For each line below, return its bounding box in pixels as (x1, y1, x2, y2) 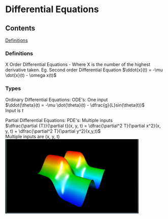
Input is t (5, 107, 24, 113)
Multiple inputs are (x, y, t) (5, 133, 60, 139)
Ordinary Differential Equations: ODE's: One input (5, 97, 108, 103)
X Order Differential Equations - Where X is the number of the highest (5, 61, 151, 68)
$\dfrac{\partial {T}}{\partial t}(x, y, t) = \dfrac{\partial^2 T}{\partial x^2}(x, (5, 122, 161, 129)
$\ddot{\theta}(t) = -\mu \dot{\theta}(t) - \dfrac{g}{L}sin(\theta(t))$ (5, 102, 145, 108)
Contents (5, 24, 36, 33)
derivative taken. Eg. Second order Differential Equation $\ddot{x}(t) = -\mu (5, 67, 163, 73)
